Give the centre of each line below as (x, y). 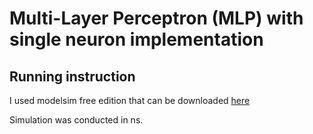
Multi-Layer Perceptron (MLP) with (156, 18)
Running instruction (72, 76)
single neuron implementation (136, 39)
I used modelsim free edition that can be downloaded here (130, 100)
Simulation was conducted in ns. (76, 120)
